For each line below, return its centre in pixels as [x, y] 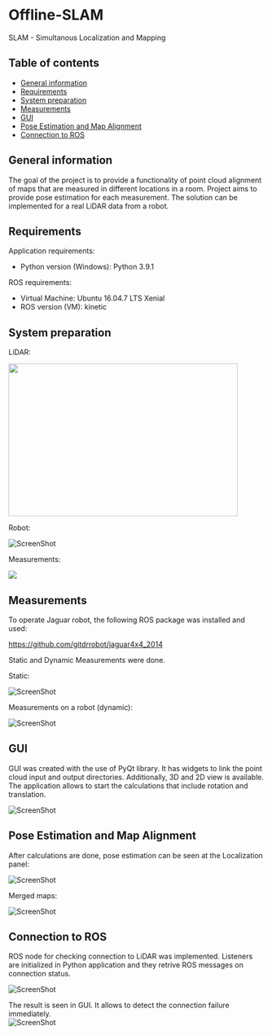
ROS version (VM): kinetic [64, 307]
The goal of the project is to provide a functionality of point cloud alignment [135, 180]
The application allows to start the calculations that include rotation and [128, 785]
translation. [27, 794]
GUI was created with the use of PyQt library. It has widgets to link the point [136, 768]
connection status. [39, 974]
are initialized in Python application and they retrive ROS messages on [126, 965]
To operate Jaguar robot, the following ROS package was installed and [127, 620]
